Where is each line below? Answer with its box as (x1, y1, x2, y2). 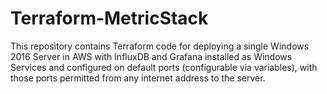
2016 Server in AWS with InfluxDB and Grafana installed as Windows (10, 50, 293, 62)
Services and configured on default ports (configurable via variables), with (10, 61, 318, 73)
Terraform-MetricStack (10, 7, 209, 30)
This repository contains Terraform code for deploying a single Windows (10, 40, 310, 52)
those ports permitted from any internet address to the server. (10, 72, 266, 84)
